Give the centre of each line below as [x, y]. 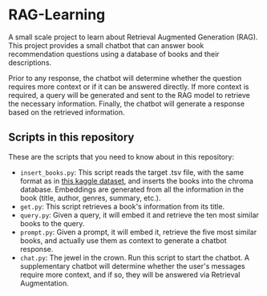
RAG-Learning [57, 15]
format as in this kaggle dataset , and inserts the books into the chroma [137, 180]
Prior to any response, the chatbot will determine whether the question [125, 78]
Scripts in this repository [71, 138]
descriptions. [30, 63]
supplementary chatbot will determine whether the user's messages [133, 266]
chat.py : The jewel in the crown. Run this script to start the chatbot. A [135, 257]
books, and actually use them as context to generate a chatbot [123, 240]
